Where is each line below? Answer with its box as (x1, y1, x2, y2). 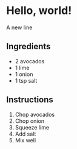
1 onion (15, 71, 33, 78)
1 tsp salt (15, 77, 38, 84)
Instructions (6, 95, 53, 105)
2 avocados (15, 57, 45, 64)
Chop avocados (15, 111, 55, 118)
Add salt (15, 130, 36, 137)
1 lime (15, 64, 30, 71)
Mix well (15, 136, 36, 144)
